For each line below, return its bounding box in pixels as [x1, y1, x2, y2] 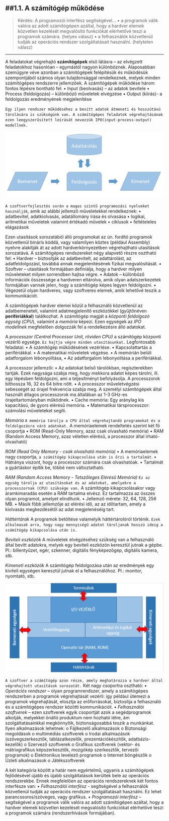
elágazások [5, 224, 29, 230]
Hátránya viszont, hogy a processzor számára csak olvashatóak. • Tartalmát [5, 459, 163, 465]
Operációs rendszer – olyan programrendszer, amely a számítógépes [5, 688, 148, 694]
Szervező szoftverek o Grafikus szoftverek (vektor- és [27, 741, 140, 748]
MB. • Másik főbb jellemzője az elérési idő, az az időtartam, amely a [5, 501, 146, 507]
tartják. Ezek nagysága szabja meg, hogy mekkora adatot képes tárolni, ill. [5, 370, 159, 376]
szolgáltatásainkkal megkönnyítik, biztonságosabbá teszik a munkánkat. [5, 720, 154, 726]
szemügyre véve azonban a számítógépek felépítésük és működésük [5, 69, 148, 75]
